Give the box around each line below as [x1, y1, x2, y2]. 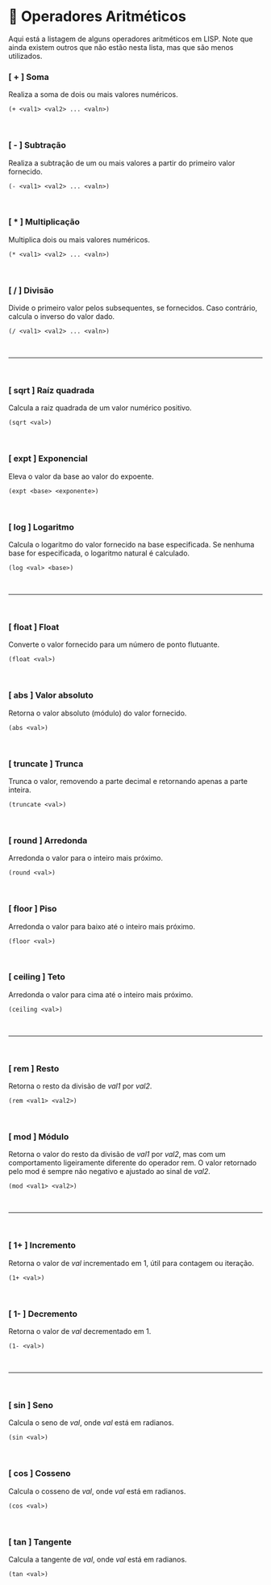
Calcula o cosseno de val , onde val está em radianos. [8, 1486, 186, 1496]
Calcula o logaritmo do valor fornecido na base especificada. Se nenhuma [8, 540, 255, 550]
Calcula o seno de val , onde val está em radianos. [8, 1418, 174, 1428]
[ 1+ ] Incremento [8, 1239, 77, 1251]
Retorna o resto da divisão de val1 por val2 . [8, 1081, 152, 1091]
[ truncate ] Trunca [8, 758, 84, 769]
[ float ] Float [8, 621, 60, 632]
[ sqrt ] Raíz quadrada [8, 385, 95, 396]
